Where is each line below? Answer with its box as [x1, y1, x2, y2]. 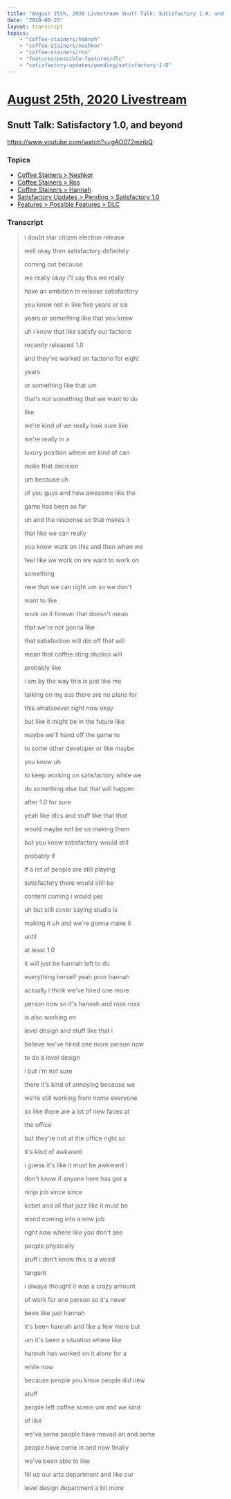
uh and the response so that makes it [24, 516, 130, 524]
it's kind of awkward [24, 1148, 82, 1156]
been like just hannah [24, 1309, 85, 1317]
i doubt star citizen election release [24, 233, 124, 242]
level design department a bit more [24, 1484, 124, 1492]
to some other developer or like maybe [24, 744, 135, 753]
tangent [24, 1269, 47, 1277]
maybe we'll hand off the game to [24, 731, 120, 739]
